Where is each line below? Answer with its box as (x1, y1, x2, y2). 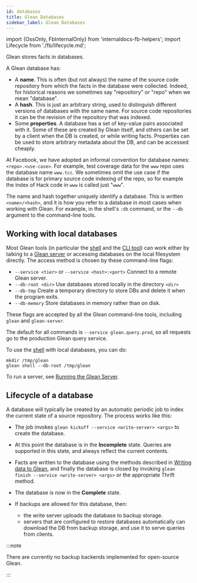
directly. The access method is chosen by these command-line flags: (6, 257, 173, 264)
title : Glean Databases (6, 14, 65, 20)
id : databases (6, 8, 41, 15)
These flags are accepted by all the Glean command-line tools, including (6, 311, 182, 318)
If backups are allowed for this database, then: (14, 501, 128, 507)
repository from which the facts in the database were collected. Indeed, (14, 82, 188, 90)
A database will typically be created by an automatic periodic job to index (6, 406, 184, 413)
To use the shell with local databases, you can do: (6, 346, 128, 353)
